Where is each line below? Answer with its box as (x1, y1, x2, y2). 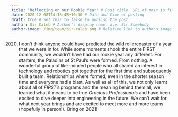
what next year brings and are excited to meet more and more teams (18, 101, 164, 107)
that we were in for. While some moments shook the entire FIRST (18, 46, 155, 52)
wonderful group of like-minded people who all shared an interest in (18, 63, 163, 69)
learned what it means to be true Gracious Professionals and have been (18, 90, 170, 96)
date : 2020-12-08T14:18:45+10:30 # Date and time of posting (11, 12, 145, 17)
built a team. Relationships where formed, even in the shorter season (18, 73, 164, 80)
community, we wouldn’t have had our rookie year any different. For (18, 52, 162, 58)
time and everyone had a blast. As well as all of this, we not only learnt (18, 79, 167, 85)
